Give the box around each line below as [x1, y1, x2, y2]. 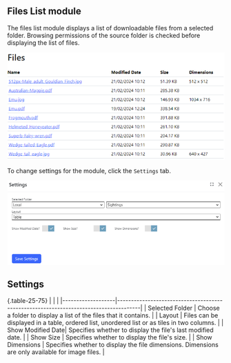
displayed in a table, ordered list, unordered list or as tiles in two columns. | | [7, 319, 224, 327]
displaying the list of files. [7, 38, 80, 47]
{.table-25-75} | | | [7, 297, 59, 305]
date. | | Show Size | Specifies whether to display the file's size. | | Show [7, 333, 212, 342]
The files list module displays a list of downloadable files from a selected [7, 23, 214, 32]
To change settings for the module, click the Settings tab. [7, 166, 171, 175]
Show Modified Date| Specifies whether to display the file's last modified [7, 326, 214, 334]
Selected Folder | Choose [148, 304, 220, 313]
